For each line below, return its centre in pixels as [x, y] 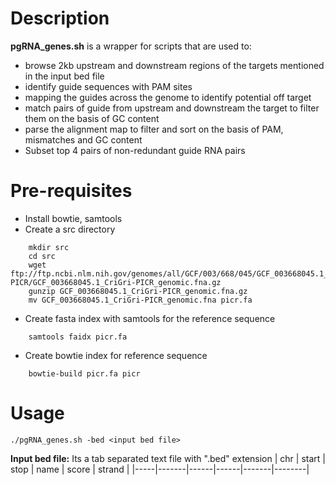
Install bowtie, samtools [73, 218]
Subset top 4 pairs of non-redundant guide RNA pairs [135, 150]
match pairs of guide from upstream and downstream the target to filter [172, 108]
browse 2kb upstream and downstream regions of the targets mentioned [174, 65]
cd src [42, 256]
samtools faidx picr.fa [78, 337]
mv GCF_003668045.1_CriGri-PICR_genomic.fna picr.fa [140, 300]
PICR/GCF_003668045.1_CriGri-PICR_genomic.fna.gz [116, 282]
